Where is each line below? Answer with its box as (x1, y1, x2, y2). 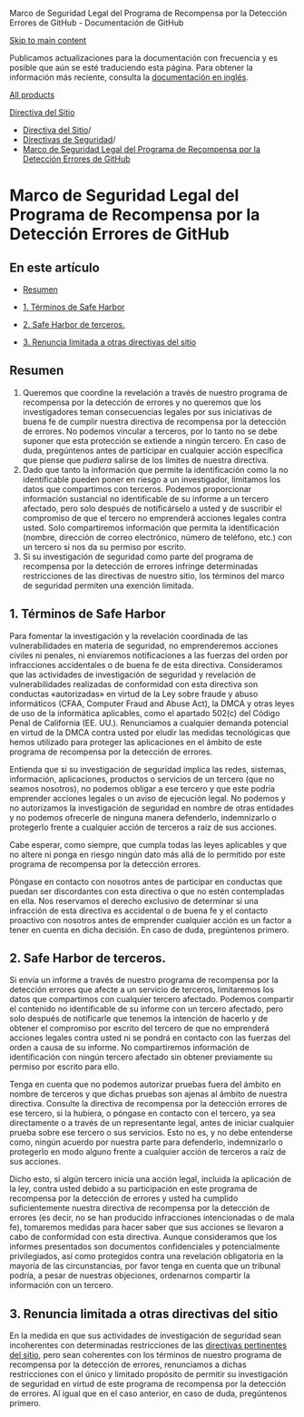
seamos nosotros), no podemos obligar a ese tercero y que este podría (9, 782, 275, 793)
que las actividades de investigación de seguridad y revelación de (9, 669, 257, 680)
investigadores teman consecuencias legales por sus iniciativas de (22, 406, 272, 417)
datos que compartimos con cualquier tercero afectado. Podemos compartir (9, 994, 295, 1005)
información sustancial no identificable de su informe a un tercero (22, 493, 270, 504)
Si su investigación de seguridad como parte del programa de (22, 551, 254, 562)
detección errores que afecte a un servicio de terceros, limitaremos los (9, 984, 275, 995)
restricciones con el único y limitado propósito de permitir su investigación (9, 1369, 289, 1380)
